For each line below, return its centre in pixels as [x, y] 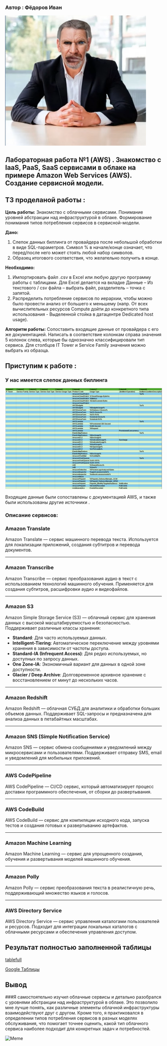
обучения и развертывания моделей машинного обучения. [68, 859]
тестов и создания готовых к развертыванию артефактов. [67, 825]
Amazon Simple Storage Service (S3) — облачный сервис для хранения [80, 617]
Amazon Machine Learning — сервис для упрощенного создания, [74, 854]
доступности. [27, 669]
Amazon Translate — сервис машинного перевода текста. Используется [82, 539]
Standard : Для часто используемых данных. [59, 638]
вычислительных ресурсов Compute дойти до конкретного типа [81, 309]
